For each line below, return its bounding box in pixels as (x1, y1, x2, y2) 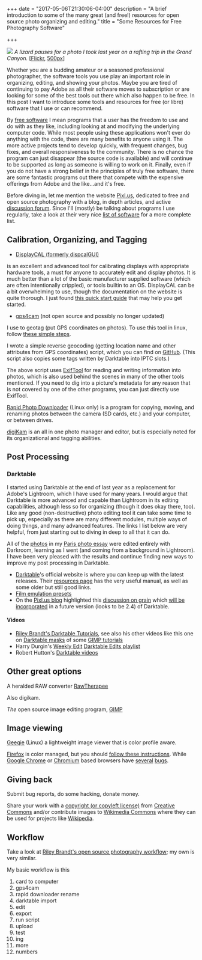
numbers (15, 948, 38, 955)
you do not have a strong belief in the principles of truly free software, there (7, 168, 194, 174)
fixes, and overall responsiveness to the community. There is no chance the (7, 148, 194, 155)
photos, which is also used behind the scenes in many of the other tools (7, 373, 185, 380)
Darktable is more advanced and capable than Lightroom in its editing (7, 496, 179, 504)
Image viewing (7, 723, 63, 733)
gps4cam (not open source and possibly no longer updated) (15, 312, 165, 319)
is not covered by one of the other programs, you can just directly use (7, 385, 179, 393)
